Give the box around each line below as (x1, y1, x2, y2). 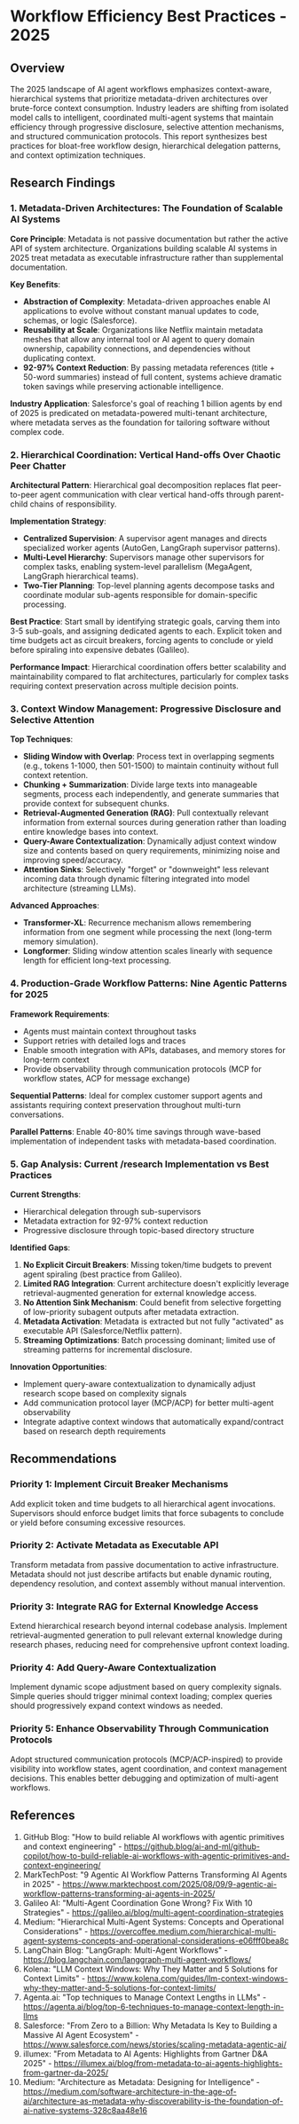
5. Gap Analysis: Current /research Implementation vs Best (10, 1158, 270, 1170)
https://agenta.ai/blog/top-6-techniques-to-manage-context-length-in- (22, 2001, 285, 2011)
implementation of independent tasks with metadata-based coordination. (10, 1136, 278, 1146)
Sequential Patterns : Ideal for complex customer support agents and (10, 1090, 263, 1101)
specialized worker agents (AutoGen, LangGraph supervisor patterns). (22, 542, 280, 553)
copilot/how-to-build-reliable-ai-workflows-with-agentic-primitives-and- (22, 1850, 290, 1860)
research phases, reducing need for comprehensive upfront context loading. (10, 1640, 290, 1650)
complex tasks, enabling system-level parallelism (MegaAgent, (22, 561, 253, 571)
